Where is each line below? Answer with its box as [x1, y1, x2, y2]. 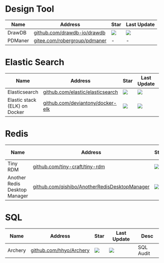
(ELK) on [7, 102, 28, 109]
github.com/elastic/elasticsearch [43, 89, 118, 95]
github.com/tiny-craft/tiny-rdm [33, 163, 105, 170]
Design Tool [5, 3, 55, 15]
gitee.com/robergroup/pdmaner [34, 37, 107, 44]
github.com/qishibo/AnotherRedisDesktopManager [33, 183, 150, 190]
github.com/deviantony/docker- [43, 99, 117, 106]
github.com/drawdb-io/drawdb [34, 29, 106, 36]
